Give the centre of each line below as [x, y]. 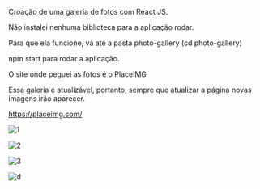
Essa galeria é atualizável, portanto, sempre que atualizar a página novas [130, 90]
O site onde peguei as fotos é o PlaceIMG [78, 74]
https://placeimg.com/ [45, 114]
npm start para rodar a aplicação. [64, 59]
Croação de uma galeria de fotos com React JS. [88, 12]
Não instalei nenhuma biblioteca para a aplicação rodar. [101, 27]
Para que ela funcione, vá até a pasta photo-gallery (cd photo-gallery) [126, 43]
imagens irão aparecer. [47, 99]
